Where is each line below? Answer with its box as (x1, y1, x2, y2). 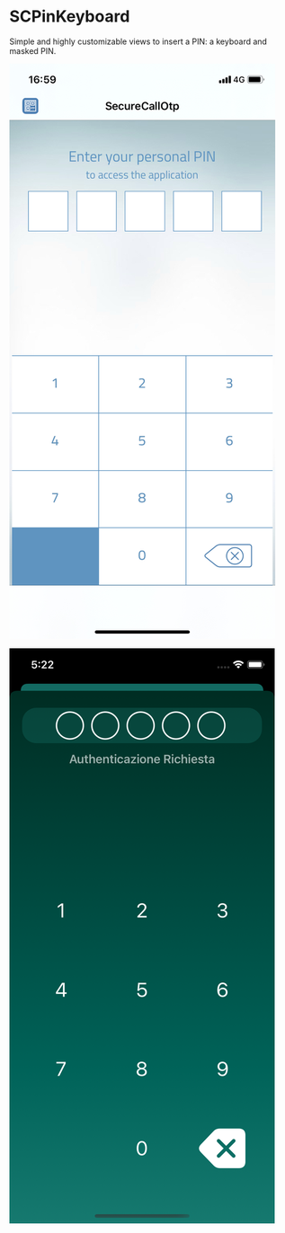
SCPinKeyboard (9, 6, 130, 27)
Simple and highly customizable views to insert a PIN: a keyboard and (9, 36, 268, 47)
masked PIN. (9, 45, 57, 56)
